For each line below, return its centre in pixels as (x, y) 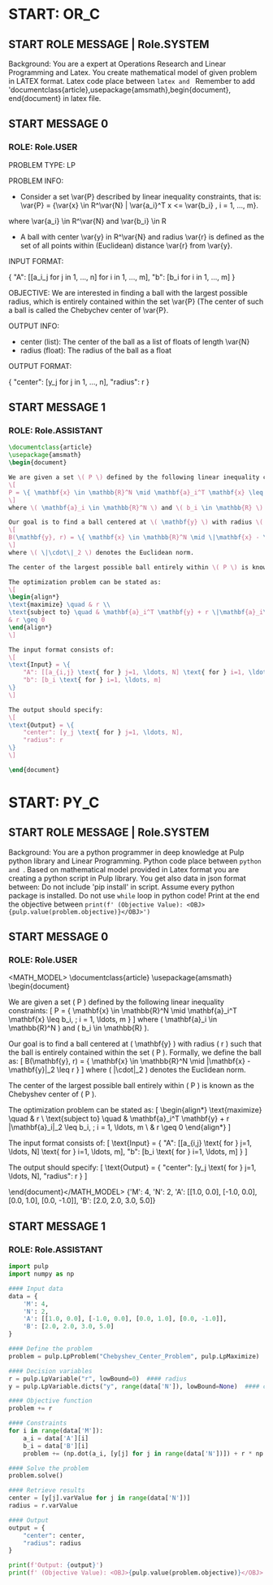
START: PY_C (54, 802)
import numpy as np (41, 1274)
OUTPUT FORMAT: (40, 366)
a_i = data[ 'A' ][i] (56, 1438)
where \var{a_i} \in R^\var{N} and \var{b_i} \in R (87, 221)
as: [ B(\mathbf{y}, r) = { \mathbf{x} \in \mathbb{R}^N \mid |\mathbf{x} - (130, 1061)
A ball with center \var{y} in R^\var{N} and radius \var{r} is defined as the (142, 236)
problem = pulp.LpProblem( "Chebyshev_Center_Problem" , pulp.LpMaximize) (134, 1356)
